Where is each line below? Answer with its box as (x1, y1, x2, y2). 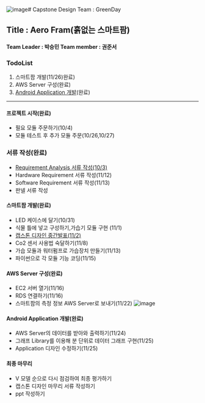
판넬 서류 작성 (15, 186, 48, 194)
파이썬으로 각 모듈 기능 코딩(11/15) (15, 254, 96, 262)
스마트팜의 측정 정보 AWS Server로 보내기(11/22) (15, 300, 132, 307)
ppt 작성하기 (15, 390, 45, 397)
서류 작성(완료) (6, 148, 48, 157)
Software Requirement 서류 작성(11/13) (15, 179, 110, 186)
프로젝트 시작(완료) (6, 109, 51, 117)
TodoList (6, 59, 33, 67)
